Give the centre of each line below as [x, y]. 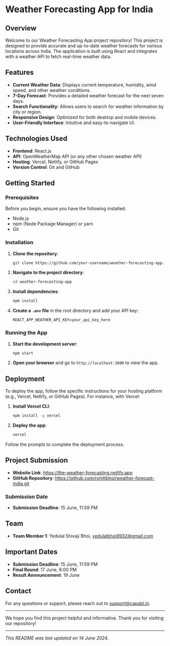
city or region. [27, 112]
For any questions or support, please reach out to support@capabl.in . [78, 603]
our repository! [21, 623]
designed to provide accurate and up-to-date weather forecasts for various [84, 46]
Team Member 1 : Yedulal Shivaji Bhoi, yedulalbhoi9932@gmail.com [83, 536]
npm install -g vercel [36, 416]
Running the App [26, 333]
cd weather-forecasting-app [42, 282]
